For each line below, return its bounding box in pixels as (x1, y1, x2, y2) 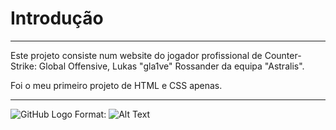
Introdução (10, 7, 104, 30)
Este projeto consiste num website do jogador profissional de (10, 49, 263, 61)
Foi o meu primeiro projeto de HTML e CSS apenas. (10, 79, 223, 91)
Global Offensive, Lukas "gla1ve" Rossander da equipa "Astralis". (38, 60, 305, 72)
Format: (74, 108, 107, 120)
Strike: (10, 60, 37, 72)
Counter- (264, 49, 302, 61)
